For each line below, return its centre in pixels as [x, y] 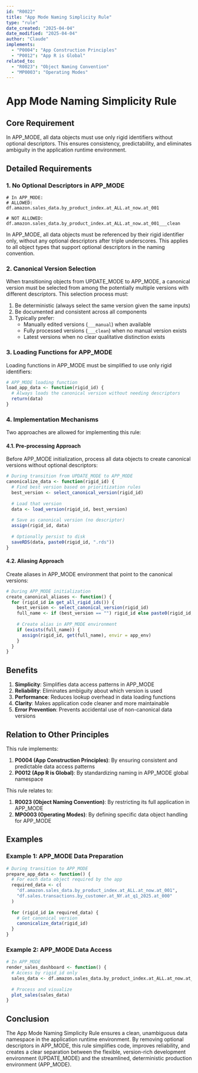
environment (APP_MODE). [39, 1065]
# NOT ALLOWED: [25, 218]
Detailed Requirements [49, 168]
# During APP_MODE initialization [49, 591]
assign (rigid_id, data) [40, 526]
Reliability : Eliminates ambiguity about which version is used [88, 691]
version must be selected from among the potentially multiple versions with [97, 288]
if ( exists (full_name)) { [49, 630]
